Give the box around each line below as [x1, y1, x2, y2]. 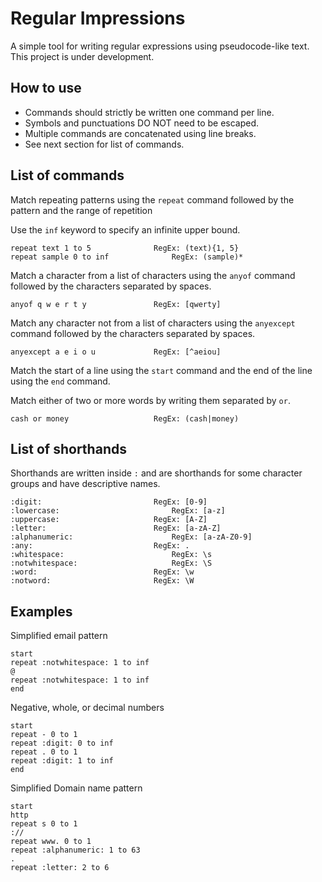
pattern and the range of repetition [10, 204, 153, 216]
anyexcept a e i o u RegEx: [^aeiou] [10, 347, 222, 357]
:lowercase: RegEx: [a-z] [10, 506, 226, 516]
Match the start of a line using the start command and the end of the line [10, 364, 313, 376]
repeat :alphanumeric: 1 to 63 [10, 845, 141, 856]
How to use [10, 80, 82, 97]
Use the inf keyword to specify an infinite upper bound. [10, 223, 241, 236]
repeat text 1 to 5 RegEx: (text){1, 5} [10, 243, 240, 253]
